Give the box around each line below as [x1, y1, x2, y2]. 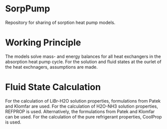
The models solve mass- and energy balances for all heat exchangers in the [5, 53, 161, 59]
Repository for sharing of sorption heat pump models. [5, 19, 116, 25]
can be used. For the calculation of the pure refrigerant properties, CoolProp [5, 114, 162, 120]
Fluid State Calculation [5, 82, 101, 93]
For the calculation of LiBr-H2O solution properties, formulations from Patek [5, 98, 161, 104]
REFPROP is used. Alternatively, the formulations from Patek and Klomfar [5, 108, 155, 115]
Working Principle [5, 37, 81, 48]
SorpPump [5, 3, 50, 14]
